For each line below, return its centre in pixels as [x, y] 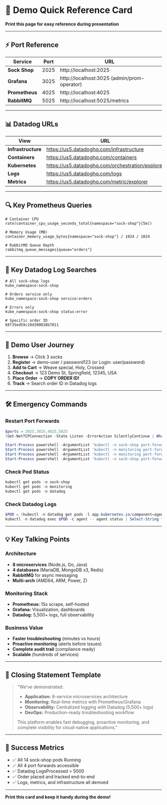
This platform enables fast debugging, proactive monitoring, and [83, 722]
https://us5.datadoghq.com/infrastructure [95, 149]
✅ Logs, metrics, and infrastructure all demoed [60, 782]
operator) [71, 84]
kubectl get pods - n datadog [35, 491]
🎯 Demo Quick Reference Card [69, 10]
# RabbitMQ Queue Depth [30, 246]
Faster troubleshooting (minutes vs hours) [56, 639]
